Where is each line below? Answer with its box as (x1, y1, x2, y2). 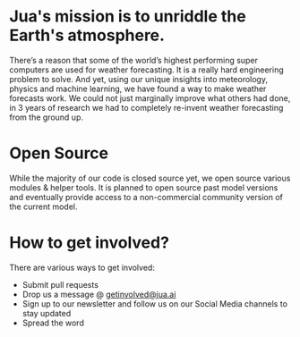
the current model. (9, 201, 78, 212)
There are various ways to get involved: (9, 262, 155, 273)
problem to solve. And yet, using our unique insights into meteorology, (9, 73, 269, 84)
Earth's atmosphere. (9, 25, 166, 46)
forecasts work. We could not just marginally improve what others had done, (9, 92, 291, 104)
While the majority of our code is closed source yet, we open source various (9, 173, 291, 183)
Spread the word (21, 317, 85, 328)
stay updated (21, 308, 72, 318)
